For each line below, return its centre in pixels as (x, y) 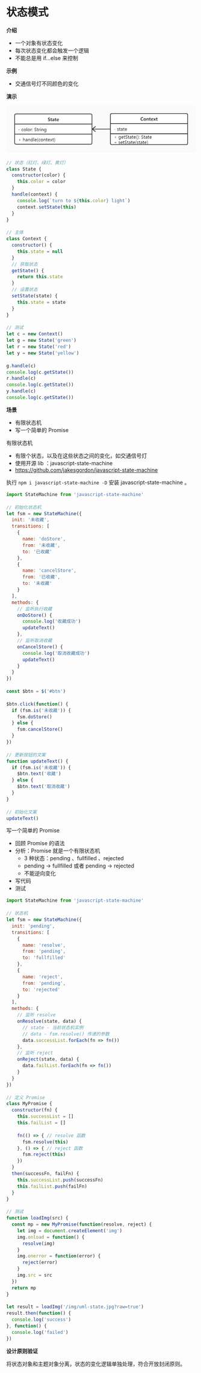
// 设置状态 (25, 290)
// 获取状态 (25, 264)
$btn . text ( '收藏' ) (39, 774)
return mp (24, 1288)
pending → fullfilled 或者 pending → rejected (79, 866)
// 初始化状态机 (24, 507)
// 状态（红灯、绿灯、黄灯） (37, 163)
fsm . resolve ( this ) (45, 1142)
